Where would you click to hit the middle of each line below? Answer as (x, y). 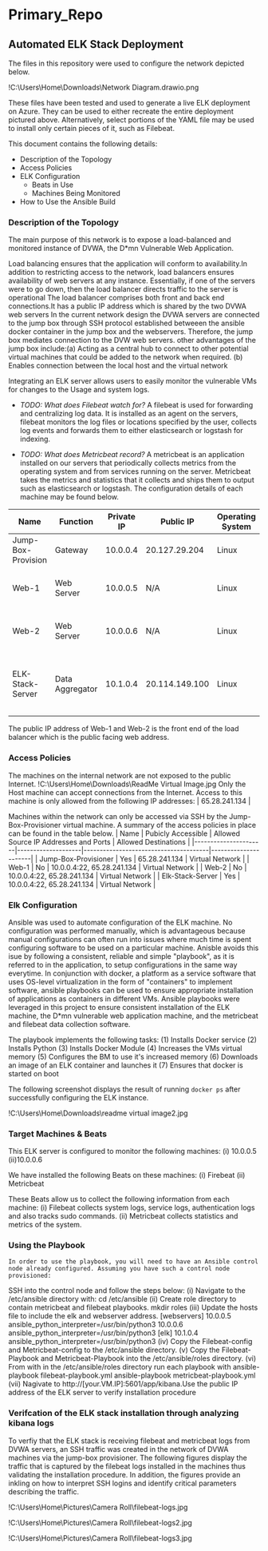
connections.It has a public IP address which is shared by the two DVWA (128, 306)
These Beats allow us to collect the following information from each (119, 1199)
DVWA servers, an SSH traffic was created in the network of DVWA (118, 1449)
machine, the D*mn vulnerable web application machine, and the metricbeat (134, 1016)
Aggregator (76, 689)
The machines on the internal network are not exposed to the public (120, 775)
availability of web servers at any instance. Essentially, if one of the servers (132, 280)
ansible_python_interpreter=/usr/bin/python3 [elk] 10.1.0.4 (103, 1333)
